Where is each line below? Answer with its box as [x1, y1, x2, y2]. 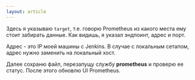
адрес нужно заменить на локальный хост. [6, 49, 116, 56]
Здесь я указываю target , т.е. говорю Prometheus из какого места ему [6, 25, 187, 32]
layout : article [6, 8, 46, 15]
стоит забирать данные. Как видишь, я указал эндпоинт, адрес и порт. [6, 31, 185, 39]
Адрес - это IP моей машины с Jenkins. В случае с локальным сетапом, [6, 43, 189, 50]
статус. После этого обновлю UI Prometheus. [6, 66, 121, 74]
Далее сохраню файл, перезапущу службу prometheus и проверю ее [6, 60, 184, 68]
